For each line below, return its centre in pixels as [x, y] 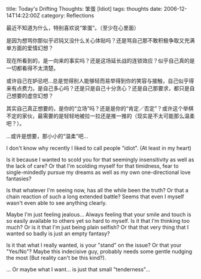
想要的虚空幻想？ [32, 96]
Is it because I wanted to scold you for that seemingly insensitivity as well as [100, 160]
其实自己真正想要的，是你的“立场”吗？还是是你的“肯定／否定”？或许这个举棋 [100, 108]
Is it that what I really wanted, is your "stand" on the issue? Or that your [94, 245]
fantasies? [19, 179]
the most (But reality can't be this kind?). [56, 258]
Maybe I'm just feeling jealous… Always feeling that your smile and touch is [99, 214]
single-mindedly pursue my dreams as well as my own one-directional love [98, 172]
